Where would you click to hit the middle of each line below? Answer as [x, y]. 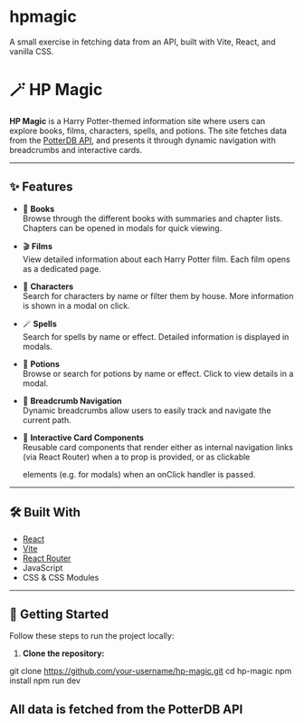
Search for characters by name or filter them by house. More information [158, 295]
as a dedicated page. [62, 268]
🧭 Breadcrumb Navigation [72, 400]
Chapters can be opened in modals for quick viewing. [122, 227]
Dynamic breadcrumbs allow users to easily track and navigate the [147, 410]
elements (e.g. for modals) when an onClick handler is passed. [139, 474]
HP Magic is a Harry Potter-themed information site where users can [138, 120]
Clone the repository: [63, 653]
